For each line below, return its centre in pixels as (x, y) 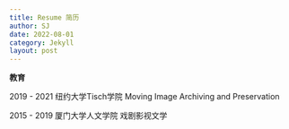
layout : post (34, 51)
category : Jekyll (42, 43)
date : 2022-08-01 (42, 34)
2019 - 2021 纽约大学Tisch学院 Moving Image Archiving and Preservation (144, 97)
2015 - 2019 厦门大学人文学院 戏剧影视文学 (88, 116)
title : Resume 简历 (44, 17)
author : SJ (30, 26)
